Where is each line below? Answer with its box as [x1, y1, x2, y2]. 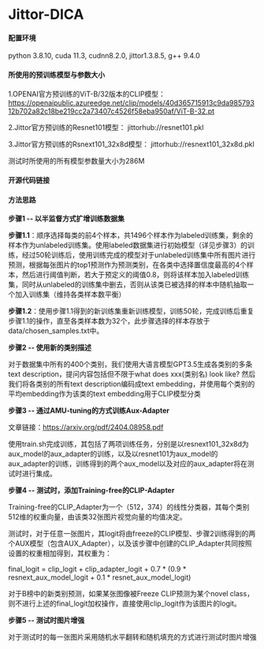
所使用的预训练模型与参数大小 [8, 69, 105, 80]
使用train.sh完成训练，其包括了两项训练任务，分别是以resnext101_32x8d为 [8, 439, 250, 449]
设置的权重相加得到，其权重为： [8, 549, 112, 558]
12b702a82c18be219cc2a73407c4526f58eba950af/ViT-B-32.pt [8, 106, 215, 116]
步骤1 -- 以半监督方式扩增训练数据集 [8, 214, 125, 224]
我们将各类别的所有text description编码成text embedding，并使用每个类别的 [8, 380, 255, 389]
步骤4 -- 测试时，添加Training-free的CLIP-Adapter [8, 486, 175, 495]
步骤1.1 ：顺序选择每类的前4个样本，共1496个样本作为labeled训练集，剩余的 [8, 231, 254, 240]
